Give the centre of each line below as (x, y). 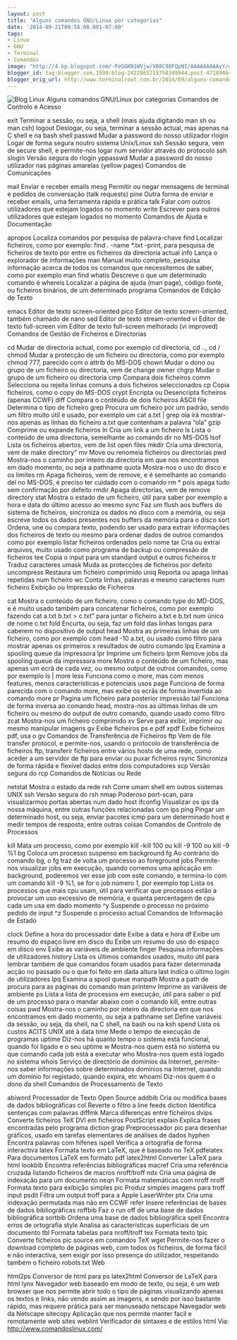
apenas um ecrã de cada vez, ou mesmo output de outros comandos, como (117, 669)
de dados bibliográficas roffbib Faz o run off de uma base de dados (105, 1210)
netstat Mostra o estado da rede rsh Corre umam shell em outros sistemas (115, 787)
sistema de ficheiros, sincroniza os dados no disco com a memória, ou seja (116, 513)
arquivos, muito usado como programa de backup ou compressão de (108, 550)
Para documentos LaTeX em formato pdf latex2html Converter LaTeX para (115, 1158)
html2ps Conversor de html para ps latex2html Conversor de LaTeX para (112, 1277)
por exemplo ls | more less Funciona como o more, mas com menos (106, 676)
